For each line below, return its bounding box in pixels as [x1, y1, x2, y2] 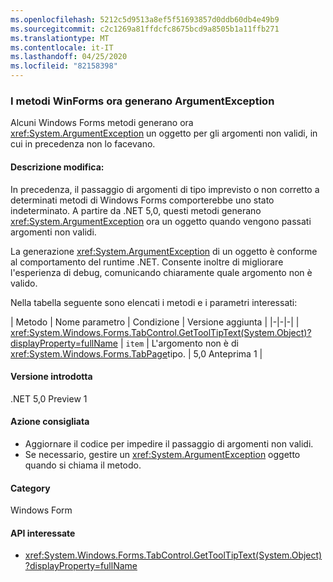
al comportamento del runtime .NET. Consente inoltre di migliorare [10, 256, 284, 268]
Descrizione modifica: [10, 161, 105, 173]
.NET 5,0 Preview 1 [10, 392, 88, 405]
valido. [10, 277, 38, 289]
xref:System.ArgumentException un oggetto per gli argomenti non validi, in [10, 127, 318, 140]
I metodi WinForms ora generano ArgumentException [10, 94, 275, 108]
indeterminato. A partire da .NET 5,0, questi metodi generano [10, 204, 262, 216]
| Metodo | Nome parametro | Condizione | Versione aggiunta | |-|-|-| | [10, 316, 300, 328]
